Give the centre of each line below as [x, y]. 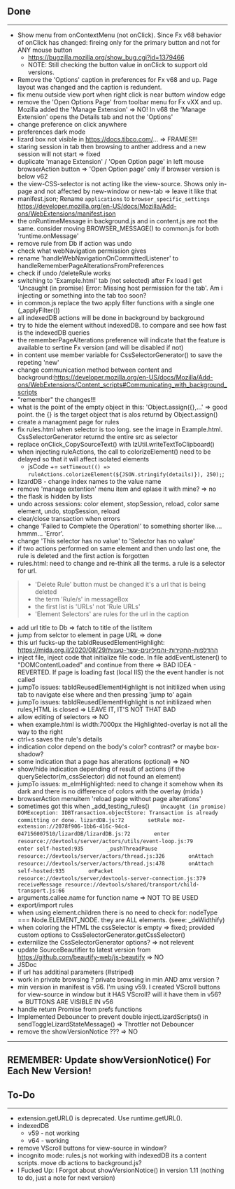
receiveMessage [40, 884]
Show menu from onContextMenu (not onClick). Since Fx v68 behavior [120, 35]
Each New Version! [50, 1071]
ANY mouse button [45, 50]
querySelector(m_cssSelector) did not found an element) [99, 776]
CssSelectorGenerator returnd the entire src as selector [98, 436]
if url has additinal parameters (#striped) [76, 972]
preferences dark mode [51, 132]
